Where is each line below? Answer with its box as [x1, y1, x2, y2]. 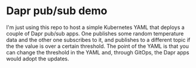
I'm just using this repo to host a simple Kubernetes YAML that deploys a [6, 24, 185, 31]
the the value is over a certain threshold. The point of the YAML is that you [6, 43, 189, 50]
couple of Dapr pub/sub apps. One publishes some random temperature [6, 30, 184, 37]
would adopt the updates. [6, 55, 69, 62]
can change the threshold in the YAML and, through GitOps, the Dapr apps [6, 48, 189, 56]
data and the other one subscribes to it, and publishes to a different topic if [6, 36, 191, 43]
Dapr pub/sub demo [6, 4, 108, 18]
